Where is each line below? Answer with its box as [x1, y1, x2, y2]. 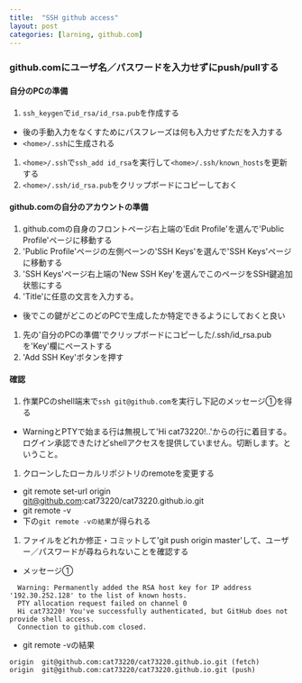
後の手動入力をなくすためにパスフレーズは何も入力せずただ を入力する [22, 126, 284, 137]
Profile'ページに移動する [22, 234, 113, 245]
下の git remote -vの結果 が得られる [22, 515, 151, 526]
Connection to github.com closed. [17, 623, 147, 632]
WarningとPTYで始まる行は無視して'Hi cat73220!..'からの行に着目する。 [22, 425, 291, 437]
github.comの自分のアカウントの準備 [9, 202, 149, 213]
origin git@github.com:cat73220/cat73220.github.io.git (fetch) [9, 657, 260, 667]
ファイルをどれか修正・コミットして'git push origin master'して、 [22, 534, 266, 545]
